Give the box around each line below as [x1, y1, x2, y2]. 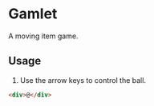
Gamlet [8, 5, 58, 23]
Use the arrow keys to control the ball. [19, 75, 147, 84]
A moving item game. [8, 31, 79, 41]
